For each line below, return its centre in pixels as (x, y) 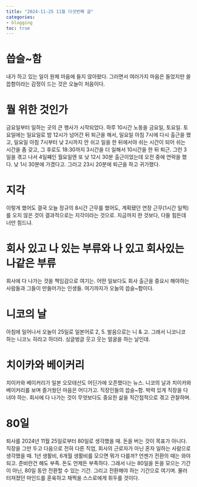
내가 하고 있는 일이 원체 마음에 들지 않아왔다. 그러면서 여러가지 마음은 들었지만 (96, 77)
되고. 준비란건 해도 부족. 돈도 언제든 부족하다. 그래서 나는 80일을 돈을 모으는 (93, 463)
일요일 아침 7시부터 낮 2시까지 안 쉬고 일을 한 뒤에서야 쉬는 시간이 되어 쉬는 (100, 142)
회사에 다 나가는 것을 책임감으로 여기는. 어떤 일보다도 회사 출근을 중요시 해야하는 (98, 281)
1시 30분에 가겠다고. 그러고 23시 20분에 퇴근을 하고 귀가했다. (90, 164)
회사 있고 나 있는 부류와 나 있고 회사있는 (95, 249)
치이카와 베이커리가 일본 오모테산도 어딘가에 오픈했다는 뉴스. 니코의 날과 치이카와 (99, 383)
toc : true (18, 28)
